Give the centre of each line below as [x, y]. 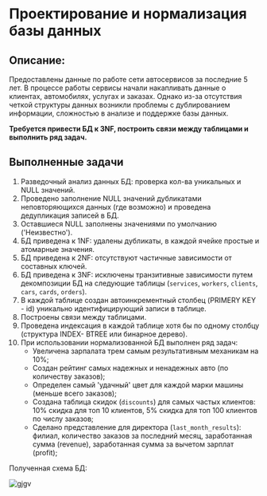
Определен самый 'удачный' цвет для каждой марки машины [138, 384]
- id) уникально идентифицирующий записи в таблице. [113, 309]
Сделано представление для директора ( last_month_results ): [137, 427]
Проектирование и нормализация [128, 14]
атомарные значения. [57, 249]
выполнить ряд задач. [48, 137]
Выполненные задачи [66, 162]
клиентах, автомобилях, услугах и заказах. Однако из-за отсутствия [126, 96]
